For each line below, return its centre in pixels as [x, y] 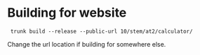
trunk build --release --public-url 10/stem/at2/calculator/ [101, 31]
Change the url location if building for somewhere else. [87, 44]
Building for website [67, 13]
